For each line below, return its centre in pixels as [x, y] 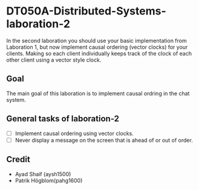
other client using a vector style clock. [54, 60]
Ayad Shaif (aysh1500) [43, 174]
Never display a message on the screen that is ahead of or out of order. [104, 140]
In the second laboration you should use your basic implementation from [96, 40]
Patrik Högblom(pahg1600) [49, 180]
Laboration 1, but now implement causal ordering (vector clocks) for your [97, 47]
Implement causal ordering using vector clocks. [74, 133]
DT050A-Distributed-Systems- [86, 11]
